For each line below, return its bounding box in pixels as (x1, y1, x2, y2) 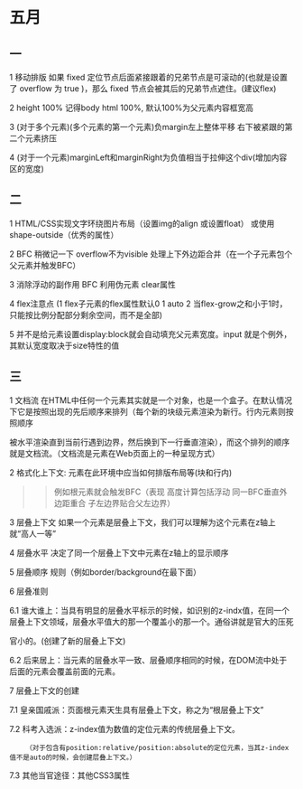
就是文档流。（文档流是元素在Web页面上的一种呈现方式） (9, 447, 220, 458)
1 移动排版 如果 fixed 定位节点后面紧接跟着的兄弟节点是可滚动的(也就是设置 (9, 72, 289, 82)
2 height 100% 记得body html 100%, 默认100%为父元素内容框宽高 (9, 102, 254, 113)
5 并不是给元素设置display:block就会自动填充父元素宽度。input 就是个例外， (9, 328, 292, 339)
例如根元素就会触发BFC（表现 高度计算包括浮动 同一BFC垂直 (53, 486, 280, 497)
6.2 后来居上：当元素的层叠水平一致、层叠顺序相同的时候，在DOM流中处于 (9, 654, 288, 665)
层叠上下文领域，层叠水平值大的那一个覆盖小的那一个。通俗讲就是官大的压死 (9, 615, 294, 627)
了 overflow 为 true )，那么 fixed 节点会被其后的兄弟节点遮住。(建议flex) (9, 83, 277, 94)
